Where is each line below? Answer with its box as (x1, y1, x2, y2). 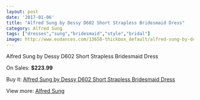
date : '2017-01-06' (6, 14, 55, 20)
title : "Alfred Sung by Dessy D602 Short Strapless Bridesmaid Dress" (6, 20, 185, 26)
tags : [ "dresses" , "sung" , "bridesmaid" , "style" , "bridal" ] (6, 31, 151, 37)
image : (6, 36, 23, 42)
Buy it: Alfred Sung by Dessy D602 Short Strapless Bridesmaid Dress (6, 76, 176, 83)
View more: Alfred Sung (6, 87, 65, 94)
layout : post (6, 8, 39, 15)
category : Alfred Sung (6, 25, 62, 32)
